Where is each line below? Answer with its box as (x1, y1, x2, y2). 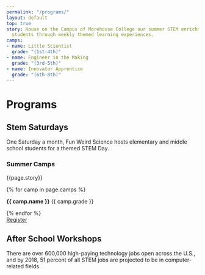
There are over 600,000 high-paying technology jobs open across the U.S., (6, 250, 195, 257)
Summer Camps (6, 160, 56, 169)
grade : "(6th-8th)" (12, 71, 62, 78)
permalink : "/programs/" (6, 9, 70, 15)
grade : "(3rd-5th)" (12, 60, 62, 66)
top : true (6, 20, 32, 26)
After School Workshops (6, 233, 102, 244)
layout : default (6, 15, 48, 21)
